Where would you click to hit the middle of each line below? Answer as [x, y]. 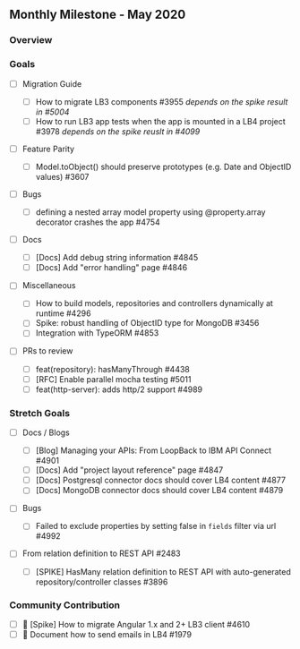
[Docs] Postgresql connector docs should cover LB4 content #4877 [161, 480]
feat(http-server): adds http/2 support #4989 [119, 389]
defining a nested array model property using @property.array [150, 212]
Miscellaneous [49, 286]
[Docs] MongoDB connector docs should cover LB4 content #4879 [159, 491]
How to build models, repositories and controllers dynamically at [154, 303]
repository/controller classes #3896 [102, 582]
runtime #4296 [63, 313]
